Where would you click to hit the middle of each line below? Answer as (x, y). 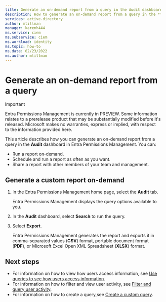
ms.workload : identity (28, 42)
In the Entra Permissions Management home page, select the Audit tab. (85, 192)
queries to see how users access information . (59, 279)
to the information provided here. (39, 129)
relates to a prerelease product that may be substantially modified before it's (83, 119)
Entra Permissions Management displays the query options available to (84, 202)
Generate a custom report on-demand (65, 180)
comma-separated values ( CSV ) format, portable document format (81, 241)
